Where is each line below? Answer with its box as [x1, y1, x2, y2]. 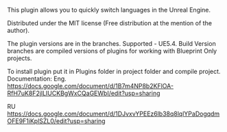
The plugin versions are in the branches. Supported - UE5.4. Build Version [7, 40, 216, 47]
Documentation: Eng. [7, 75, 67, 83]
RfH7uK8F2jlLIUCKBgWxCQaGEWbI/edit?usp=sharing [7, 89, 160, 97]
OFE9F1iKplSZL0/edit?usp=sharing [7, 117, 106, 125]
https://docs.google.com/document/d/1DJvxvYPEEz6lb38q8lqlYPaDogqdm [7, 109, 220, 118]
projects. [7, 54, 32, 62]
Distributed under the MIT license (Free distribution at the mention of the [7, 19, 213, 27]
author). [7, 27, 29, 34]
